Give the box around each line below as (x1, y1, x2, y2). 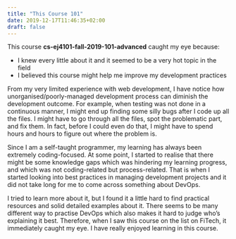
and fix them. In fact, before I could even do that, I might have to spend (7, 122, 213, 131)
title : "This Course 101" (7, 10, 83, 18)
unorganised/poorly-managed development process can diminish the (7, 92, 209, 101)
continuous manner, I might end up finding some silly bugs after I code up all (7, 107, 230, 116)
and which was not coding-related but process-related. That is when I (7, 166, 210, 174)
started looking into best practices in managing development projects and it (7, 173, 227, 181)
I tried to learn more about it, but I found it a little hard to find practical (7, 194, 210, 202)
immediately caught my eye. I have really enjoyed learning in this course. (7, 224, 218, 233)
